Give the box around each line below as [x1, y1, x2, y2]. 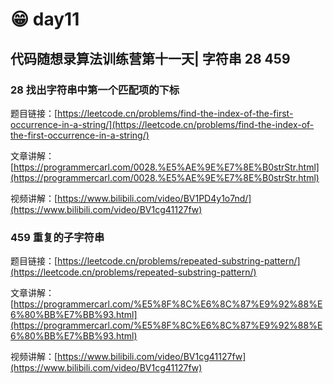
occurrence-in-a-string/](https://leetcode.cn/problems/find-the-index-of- [10, 118, 315, 130]
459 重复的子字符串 [10, 230, 105, 244]
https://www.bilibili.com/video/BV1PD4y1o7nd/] [57, 192, 252, 204]
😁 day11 [10, 8, 80, 31]
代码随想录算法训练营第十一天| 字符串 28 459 [10, 50, 291, 67]
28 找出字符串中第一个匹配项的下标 [10, 83, 180, 97]
